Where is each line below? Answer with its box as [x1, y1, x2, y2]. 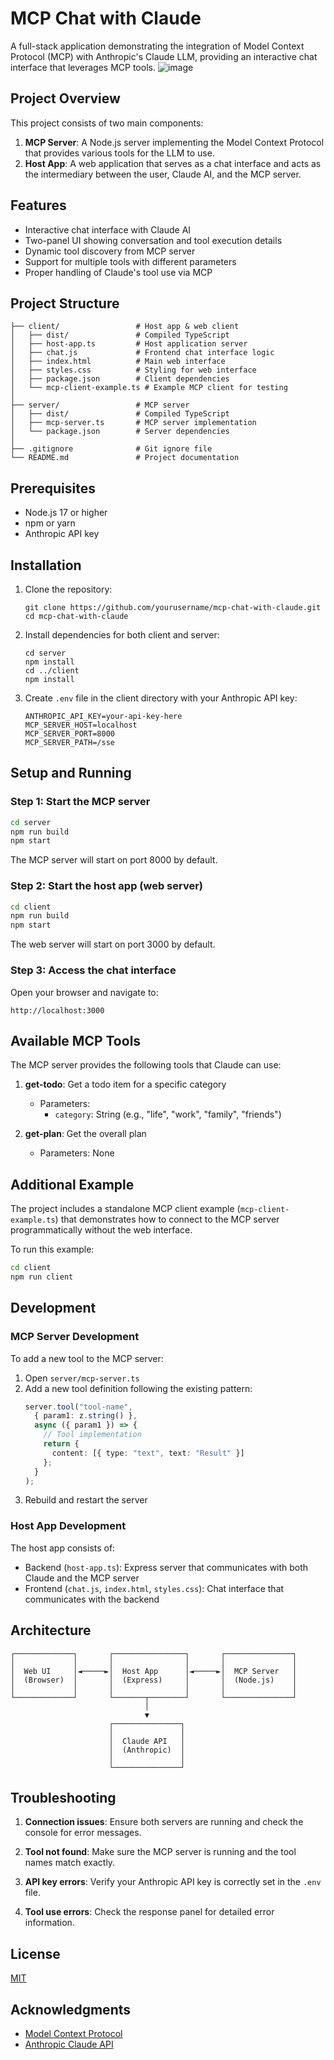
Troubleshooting [10, 1789, 117, 1806]
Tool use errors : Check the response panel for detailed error [24, 1906, 275, 1918]
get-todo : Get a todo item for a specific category [24, 1078, 227, 1091]
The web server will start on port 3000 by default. [10, 938, 216, 951]
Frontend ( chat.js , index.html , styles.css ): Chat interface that [24, 1582, 285, 1594]
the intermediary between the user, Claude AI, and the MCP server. [24, 168, 302, 180]
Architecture [10, 1622, 92, 1639]
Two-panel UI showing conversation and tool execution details [24, 234, 283, 246]
